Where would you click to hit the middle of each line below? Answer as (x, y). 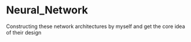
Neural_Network (47, 10)
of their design (24, 32)
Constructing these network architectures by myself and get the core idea (95, 26)
